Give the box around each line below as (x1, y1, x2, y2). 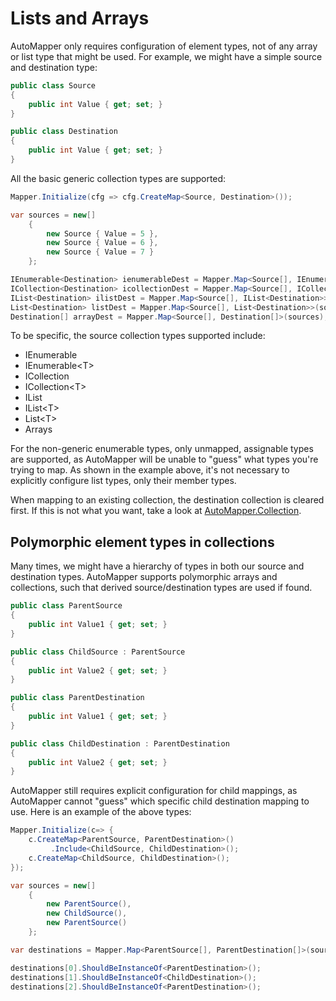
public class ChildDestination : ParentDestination (10, 738, 230, 749)
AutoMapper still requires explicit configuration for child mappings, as (10, 785, 298, 797)
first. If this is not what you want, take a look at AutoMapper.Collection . (10, 505, 302, 517)
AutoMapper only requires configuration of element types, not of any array (10, 40, 318, 52)
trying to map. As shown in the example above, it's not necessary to (10, 464, 290, 476)
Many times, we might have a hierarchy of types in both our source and (10, 560, 305, 572)
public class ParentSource (10, 601, 123, 611)
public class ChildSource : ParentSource (10, 647, 186, 657)
